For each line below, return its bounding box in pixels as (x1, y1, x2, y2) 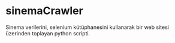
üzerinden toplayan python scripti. (5, 29, 90, 37)
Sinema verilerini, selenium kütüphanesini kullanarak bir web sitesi (5, 24, 169, 31)
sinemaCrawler (5, 4, 83, 18)
